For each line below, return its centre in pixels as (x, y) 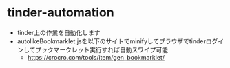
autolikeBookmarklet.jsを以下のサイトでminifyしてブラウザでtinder (112, 41)
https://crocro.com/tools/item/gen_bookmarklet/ (96, 57)
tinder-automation (61, 13)
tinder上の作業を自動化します (59, 32)
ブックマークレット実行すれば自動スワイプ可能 (102, 49)
